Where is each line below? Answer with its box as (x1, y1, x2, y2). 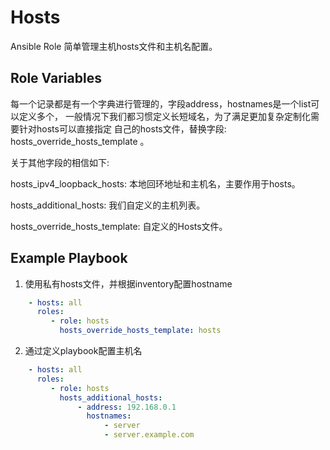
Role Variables (10, 70, 102, 87)
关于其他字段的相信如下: (10, 156, 110, 168)
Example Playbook (10, 250, 128, 267)
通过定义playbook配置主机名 (24, 345, 143, 357)
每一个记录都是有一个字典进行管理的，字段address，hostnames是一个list (10, 97, 312, 110)
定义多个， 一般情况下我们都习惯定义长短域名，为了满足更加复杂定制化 (18, 110, 311, 122)
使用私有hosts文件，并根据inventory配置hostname (24, 277, 233, 290)
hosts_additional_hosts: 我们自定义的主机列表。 (10, 199, 206, 211)
